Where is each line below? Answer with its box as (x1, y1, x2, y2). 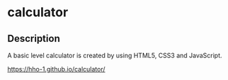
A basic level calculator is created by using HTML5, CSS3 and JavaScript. (7, 51, 222, 59)
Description (7, 33, 60, 45)
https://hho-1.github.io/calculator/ (7, 65, 106, 73)
